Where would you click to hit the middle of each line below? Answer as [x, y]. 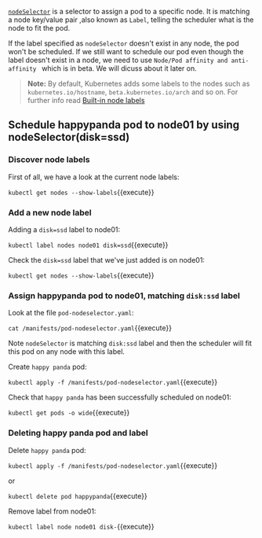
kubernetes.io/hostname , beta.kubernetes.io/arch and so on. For [133, 92]
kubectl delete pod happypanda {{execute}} [78, 496]
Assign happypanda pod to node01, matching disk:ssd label [124, 296]
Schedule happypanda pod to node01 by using [124, 125]
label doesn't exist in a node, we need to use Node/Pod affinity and [118, 60]
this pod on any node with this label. [67, 352]
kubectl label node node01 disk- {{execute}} [81, 526]
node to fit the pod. [39, 28]
